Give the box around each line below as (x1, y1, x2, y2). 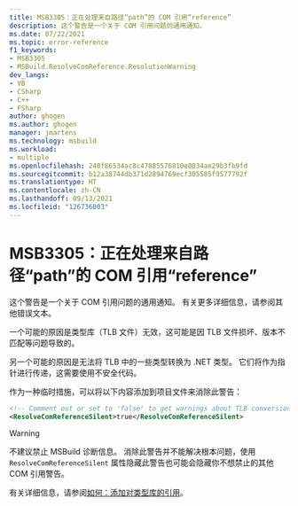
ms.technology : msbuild (9, 136, 98, 145)
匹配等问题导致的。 (9, 338, 80, 348)
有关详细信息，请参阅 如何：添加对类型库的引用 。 (9, 487, 188, 498)
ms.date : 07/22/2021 (9, 29, 86, 38)
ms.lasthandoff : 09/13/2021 (9, 194, 114, 204)
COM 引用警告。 (9, 469, 69, 479)
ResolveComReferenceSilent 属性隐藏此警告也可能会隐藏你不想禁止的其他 (9, 457, 274, 468)
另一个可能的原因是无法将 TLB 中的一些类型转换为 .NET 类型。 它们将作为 (9, 356, 278, 367)
